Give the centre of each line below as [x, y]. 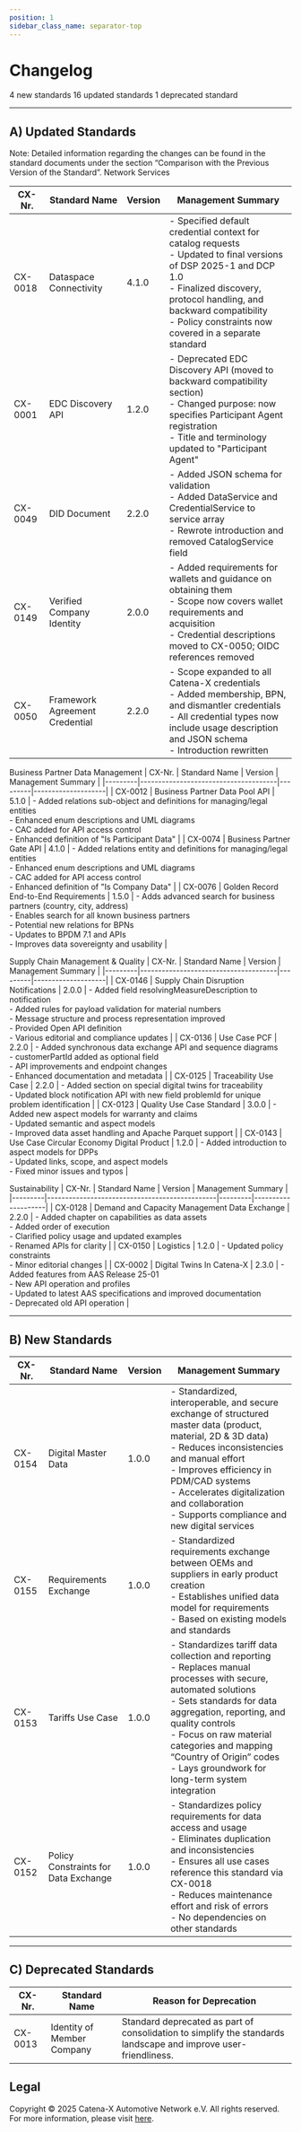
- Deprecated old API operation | [69, 1303]
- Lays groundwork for [218, 1769]
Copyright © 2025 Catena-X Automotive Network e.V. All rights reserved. [145, 2109]
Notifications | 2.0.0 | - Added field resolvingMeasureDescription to [133, 990]
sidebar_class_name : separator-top [76, 26]
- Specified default [209, 221]
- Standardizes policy [216, 1805]
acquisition [192, 624]
